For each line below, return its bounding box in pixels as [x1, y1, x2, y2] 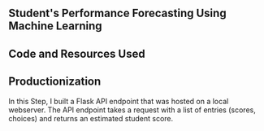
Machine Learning [8, 20, 103, 33]
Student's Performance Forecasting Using [8, 7, 227, 20]
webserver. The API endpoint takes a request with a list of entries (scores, [8, 105, 256, 115]
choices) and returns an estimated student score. [8, 113, 174, 123]
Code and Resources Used [8, 46, 145, 60]
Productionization [8, 75, 102, 89]
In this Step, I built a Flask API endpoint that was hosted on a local [8, 96, 229, 106]
